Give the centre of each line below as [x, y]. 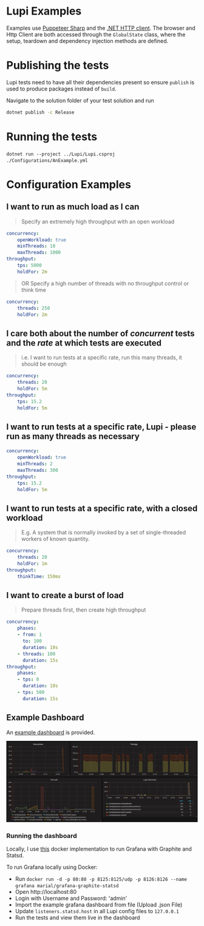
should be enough [44, 364]
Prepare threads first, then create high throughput [83, 610]
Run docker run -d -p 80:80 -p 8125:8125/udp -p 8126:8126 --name [101, 879]
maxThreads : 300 [38, 470]
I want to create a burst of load [65, 595]
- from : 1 [30, 635]
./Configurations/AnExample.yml [47, 160]
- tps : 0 [28, 679]
